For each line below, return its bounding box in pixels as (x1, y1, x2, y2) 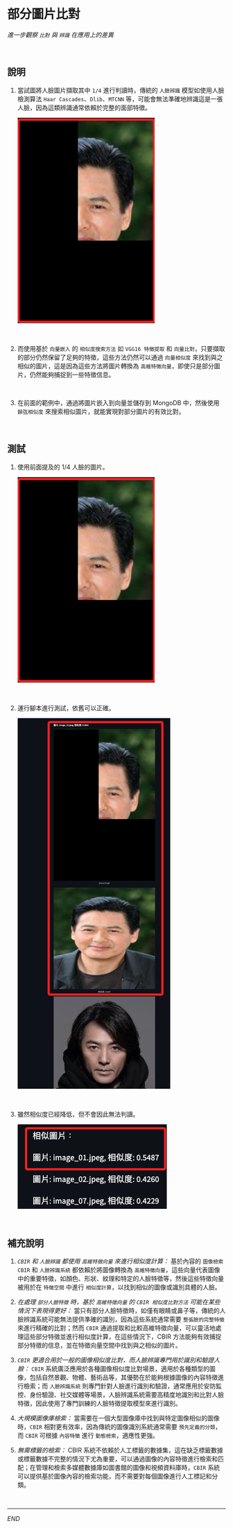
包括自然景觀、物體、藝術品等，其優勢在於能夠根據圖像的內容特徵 (29, 1373, 218, 1382)
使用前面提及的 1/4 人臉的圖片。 (17, 463, 109, 471)
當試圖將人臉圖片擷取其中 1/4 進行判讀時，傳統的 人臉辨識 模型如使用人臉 (17, 86, 225, 94)
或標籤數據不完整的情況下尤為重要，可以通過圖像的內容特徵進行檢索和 (17, 1454, 218, 1463)
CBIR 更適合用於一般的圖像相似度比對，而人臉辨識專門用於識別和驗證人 (17, 1356, 221, 1364)
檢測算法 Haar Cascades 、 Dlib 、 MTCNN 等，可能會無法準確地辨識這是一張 (17, 94, 223, 103)
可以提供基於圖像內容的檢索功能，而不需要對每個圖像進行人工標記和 (17, 1472, 212, 1481)
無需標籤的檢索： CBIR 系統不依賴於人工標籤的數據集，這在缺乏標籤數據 (17, 1446, 223, 1454)
